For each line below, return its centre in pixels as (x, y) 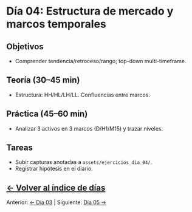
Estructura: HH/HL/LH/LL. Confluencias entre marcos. (82, 95)
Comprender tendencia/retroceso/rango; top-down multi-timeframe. (101, 61)
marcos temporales (56, 24)
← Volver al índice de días (56, 187)
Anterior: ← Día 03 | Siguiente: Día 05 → (56, 202)
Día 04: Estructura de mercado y (90, 11)
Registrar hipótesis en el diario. (54, 169)
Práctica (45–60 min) (47, 114)
